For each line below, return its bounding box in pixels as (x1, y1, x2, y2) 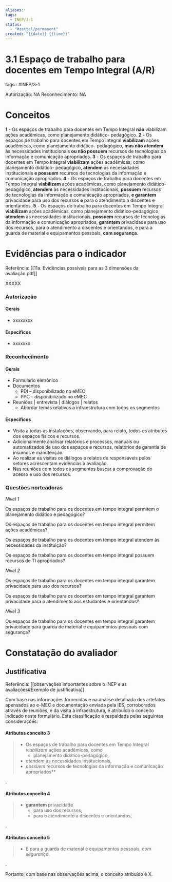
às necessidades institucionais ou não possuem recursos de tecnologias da (5, 148, 166, 154)
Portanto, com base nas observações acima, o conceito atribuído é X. (5, 871, 153, 877)
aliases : (5, 7, 24, 13)
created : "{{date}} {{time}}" (5, 31, 70, 36)
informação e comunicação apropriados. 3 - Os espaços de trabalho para (5, 154, 162, 160)
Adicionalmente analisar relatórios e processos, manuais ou (12, 438, 139, 445)
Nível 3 (5, 608, 21, 614)
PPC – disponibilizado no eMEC (20, 394, 87, 400)
